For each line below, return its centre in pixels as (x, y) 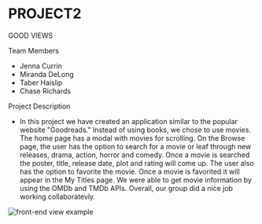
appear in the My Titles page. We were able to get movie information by (136, 180)
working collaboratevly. (57, 196)
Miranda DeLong (47, 74)
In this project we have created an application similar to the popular (129, 121)
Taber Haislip (41, 83)
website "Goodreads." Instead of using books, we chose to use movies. (135, 130)
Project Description (39, 106)
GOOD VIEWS (31, 35)
